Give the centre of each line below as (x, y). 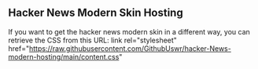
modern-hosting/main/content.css (64, 56)
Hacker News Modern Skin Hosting (96, 13)
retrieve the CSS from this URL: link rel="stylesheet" (92, 40)
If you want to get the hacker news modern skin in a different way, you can (129, 31)
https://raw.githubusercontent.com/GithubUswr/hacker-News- (130, 48)
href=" (19, 48)
